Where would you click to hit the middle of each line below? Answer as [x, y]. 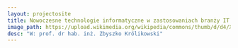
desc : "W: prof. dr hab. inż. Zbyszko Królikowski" [85, 34]
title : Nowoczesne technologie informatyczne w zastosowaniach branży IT [119, 20]
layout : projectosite [39, 14]
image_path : [25, 27]
